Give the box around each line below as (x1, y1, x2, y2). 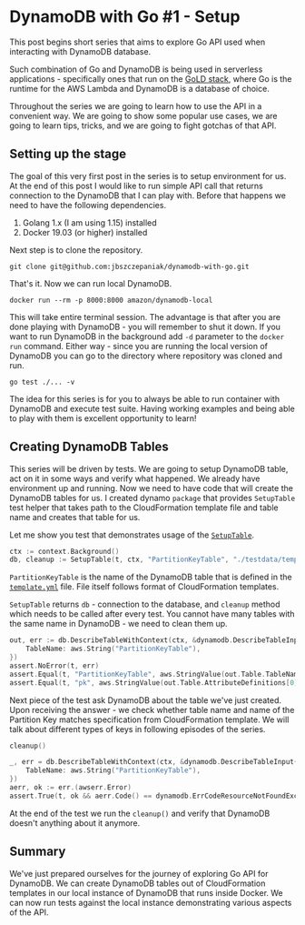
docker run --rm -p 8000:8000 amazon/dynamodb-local (9, 296, 213, 305)
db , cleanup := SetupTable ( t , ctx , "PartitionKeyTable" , (9, 555, 230, 565)
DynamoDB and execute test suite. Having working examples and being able (9, 403, 295, 414)
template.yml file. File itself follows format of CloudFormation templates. (9, 581, 280, 592)
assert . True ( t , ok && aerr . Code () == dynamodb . (9, 791, 193, 800)
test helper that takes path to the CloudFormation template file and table (9, 502, 279, 513)
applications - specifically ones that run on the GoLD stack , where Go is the (9, 73, 292, 84)
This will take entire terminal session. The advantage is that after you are (9, 311, 281, 322)
